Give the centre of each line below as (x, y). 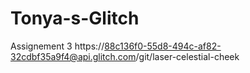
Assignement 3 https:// (57, 46)
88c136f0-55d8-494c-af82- (163, 46)
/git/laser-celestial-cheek (187, 56)
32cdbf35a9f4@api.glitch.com (73, 56)
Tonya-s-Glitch (75, 18)
